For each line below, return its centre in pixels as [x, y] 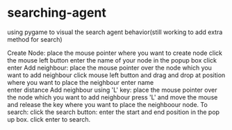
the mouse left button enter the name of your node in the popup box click [112, 60]
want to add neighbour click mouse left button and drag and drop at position [116, 75]
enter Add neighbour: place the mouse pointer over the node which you [109, 67]
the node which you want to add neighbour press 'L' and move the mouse [113, 97]
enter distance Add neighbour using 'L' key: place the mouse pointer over [112, 90]
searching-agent [57, 13]
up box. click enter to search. [49, 119]
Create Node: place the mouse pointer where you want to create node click [115, 53]
